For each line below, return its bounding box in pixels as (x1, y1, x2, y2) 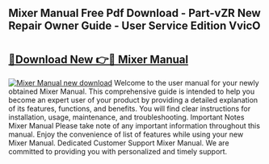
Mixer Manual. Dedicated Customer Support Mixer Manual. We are (8, 138, 229, 148)
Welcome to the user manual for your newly (114, 78, 260, 87)
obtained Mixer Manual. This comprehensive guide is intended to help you (8, 86, 255, 96)
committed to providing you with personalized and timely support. (8, 147, 228, 156)
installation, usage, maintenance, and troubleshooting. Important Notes (8, 112, 245, 122)
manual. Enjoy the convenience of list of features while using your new (8, 129, 244, 139)
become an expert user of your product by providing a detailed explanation (8, 95, 258, 104)
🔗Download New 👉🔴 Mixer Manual (8, 53, 188, 66)
